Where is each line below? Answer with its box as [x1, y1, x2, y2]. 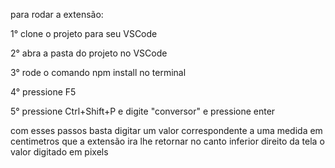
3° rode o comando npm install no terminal [10, 67, 187, 78]
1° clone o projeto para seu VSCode [10, 28, 158, 39]
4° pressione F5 [10, 86, 77, 98]
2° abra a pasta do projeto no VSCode [10, 47, 168, 59]
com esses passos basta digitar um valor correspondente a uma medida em [10, 125, 323, 136]
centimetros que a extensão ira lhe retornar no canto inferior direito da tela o [10, 135, 325, 147]
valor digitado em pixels [10, 146, 109, 158]
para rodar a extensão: [10, 9, 104, 20]
